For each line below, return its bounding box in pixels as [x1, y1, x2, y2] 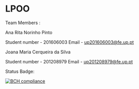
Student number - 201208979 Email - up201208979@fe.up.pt [5, 58, 133, 64]
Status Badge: [5, 68, 35, 74]
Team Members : [5, 20, 40, 26]
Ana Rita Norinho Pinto [5, 29, 53, 35]
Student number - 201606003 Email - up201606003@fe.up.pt [5, 39, 134, 45]
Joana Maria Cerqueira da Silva [5, 49, 71, 55]
